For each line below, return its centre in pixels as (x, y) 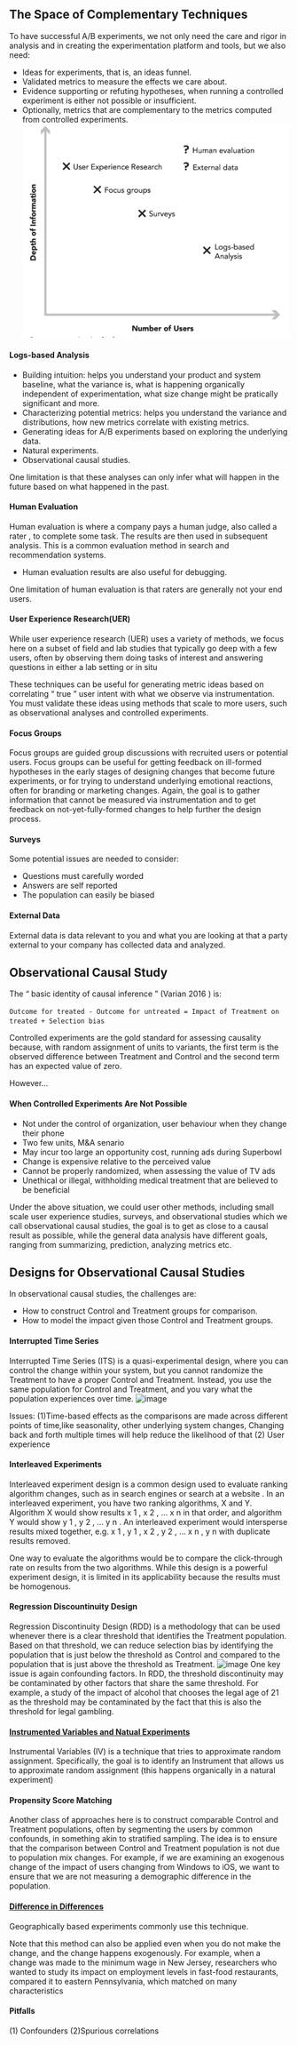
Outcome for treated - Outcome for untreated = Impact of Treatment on (144, 1012)
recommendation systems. (58, 555)
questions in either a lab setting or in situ (83, 667)
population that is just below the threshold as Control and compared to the (145, 1655)
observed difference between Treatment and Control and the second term (145, 1057)
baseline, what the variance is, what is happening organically (133, 384)
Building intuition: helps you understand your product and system (141, 375)
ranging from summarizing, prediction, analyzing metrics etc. (121, 1244)
